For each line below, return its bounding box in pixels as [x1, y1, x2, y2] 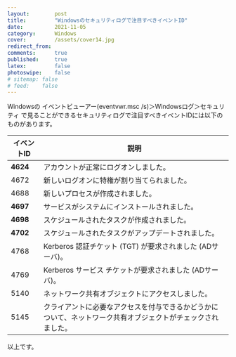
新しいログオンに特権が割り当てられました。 [43, 176, 192, 186]
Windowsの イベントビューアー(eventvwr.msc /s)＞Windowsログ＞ [7, 103, 201, 111]
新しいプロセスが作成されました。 [43, 189, 157, 199]
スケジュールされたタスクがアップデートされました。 [43, 228, 219, 238]
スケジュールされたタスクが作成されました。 [43, 215, 191, 225]
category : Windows [7, 30, 77, 37]
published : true [7, 56, 68, 63]
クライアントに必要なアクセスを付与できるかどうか [43, 302, 212, 312]
